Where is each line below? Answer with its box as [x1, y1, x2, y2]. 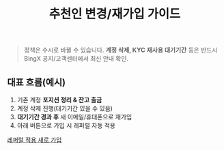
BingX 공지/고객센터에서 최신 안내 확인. [23, 55, 128, 63]
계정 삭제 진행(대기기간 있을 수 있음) [16, 104, 113, 112]
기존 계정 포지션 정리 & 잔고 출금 [16, 96, 102, 104]
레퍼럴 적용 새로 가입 [7, 136, 62, 144]
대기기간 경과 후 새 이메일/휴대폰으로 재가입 [16, 113, 132, 121]
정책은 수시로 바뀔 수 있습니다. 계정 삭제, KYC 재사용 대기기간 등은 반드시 [23, 46, 218, 55]
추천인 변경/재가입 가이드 [48, 6, 181, 22]
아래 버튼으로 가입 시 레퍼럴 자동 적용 [16, 121, 116, 130]
